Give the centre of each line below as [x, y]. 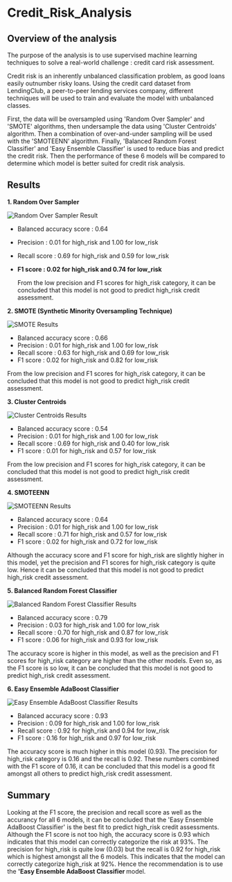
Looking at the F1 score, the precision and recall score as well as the [105, 812]
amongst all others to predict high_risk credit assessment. [90, 774]
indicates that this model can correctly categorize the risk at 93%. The [108, 842]
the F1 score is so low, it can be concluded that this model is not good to [110, 668]
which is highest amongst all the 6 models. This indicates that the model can [116, 856]
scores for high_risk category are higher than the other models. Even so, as [115, 660]
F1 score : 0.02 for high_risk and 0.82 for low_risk [87, 360]
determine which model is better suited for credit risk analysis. [96, 163]
